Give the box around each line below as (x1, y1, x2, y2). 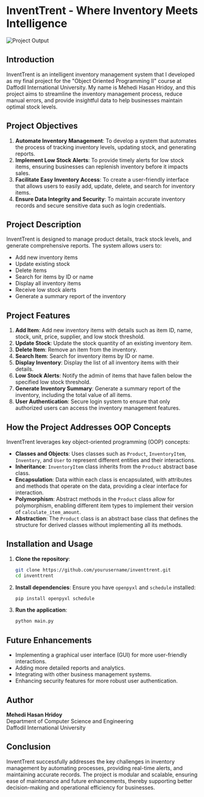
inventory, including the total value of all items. (15, 391, 132, 399)
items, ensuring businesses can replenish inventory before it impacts (15, 163, 188, 170)
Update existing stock (15, 260, 70, 268)
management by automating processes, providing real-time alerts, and (6, 764, 183, 771)
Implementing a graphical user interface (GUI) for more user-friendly (15, 651, 188, 659)
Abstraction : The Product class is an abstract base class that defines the (15, 515, 199, 522)
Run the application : (15, 606, 68, 613)
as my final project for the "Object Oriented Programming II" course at (6, 77, 182, 84)
